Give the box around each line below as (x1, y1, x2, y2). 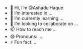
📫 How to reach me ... (10, 26, 57, 32)
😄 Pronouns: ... (10, 33, 43, 39)
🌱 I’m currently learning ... (10, 15, 64, 21)
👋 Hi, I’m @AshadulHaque (10, 5, 64, 10)
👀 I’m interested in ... (10, 10, 53, 16)
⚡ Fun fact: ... (10, 39, 38, 45)
